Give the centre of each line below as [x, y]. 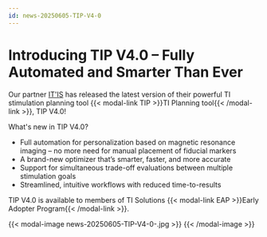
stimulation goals [48, 176]
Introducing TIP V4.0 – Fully [102, 55]
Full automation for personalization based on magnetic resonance [128, 142]
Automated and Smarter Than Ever [126, 72]
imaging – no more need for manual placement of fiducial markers [128, 150]
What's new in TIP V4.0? [49, 126]
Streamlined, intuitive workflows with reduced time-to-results [120, 184]
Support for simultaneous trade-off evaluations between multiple [126, 168]
